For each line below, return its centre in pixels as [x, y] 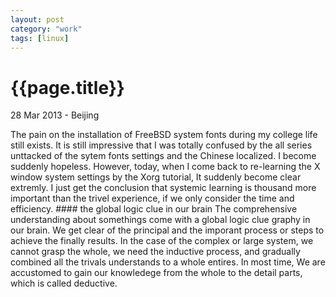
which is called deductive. [64, 283]
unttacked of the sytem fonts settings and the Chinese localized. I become [163, 156]
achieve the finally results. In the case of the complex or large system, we [162, 241]
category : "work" [46, 29]
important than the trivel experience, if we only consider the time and [152, 198]
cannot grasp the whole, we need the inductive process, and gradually [155, 252]
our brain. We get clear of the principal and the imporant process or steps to [167, 230]
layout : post [37, 19]
